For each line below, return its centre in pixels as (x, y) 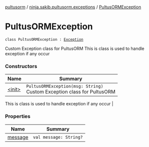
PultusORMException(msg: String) (65, 86)
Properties (18, 116)
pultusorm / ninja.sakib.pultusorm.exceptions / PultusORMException (73, 7)
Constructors (21, 66)
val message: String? (58, 137)
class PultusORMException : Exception (44, 39)
